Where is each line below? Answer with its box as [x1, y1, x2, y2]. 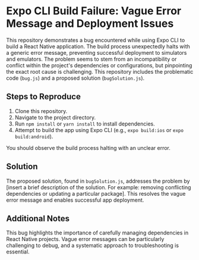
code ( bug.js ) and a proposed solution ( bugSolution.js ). [6, 74, 145, 82]
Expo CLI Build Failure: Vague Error [6, 4, 182, 18]
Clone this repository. [14, 107, 68, 114]
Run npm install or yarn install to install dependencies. [14, 120, 156, 127]
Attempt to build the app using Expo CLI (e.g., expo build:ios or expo [14, 126, 184, 133]
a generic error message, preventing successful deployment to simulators [6, 49, 187, 56]
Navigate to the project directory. [14, 114, 96, 121]
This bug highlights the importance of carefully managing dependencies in [6, 229, 189, 236]
